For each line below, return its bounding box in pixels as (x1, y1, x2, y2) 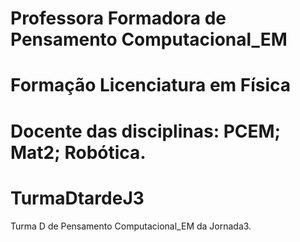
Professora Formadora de (10, 7, 227, 30)
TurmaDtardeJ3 (10, 187, 145, 209)
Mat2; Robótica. (10, 141, 147, 164)
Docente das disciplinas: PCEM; (10, 120, 282, 142)
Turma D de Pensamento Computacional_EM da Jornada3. (10, 220, 252, 232)
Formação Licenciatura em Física (10, 74, 292, 97)
